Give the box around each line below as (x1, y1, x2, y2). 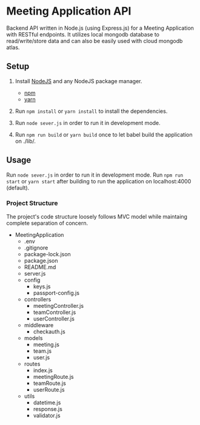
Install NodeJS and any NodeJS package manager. (15, 77, 142, 84)
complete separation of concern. (6, 219, 88, 226)
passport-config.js (33, 289, 80, 296)
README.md (24, 263, 56, 271)
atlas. (6, 44, 20, 51)
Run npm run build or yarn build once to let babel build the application (15, 131, 193, 138)
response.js (33, 405, 62, 412)
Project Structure (6, 199, 58, 208)
